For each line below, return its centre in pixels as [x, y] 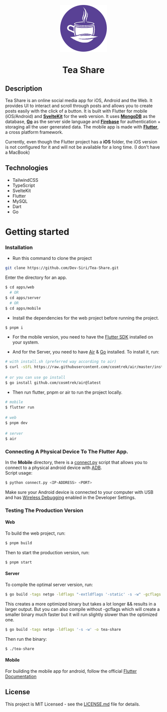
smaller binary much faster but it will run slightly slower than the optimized [81, 614]
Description [24, 88]
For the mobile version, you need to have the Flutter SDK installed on [83, 337]
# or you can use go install [35, 378]
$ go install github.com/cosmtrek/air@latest [53, 383]
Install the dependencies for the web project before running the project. [85, 318]
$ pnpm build [19, 543]
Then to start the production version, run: [47, 552]
